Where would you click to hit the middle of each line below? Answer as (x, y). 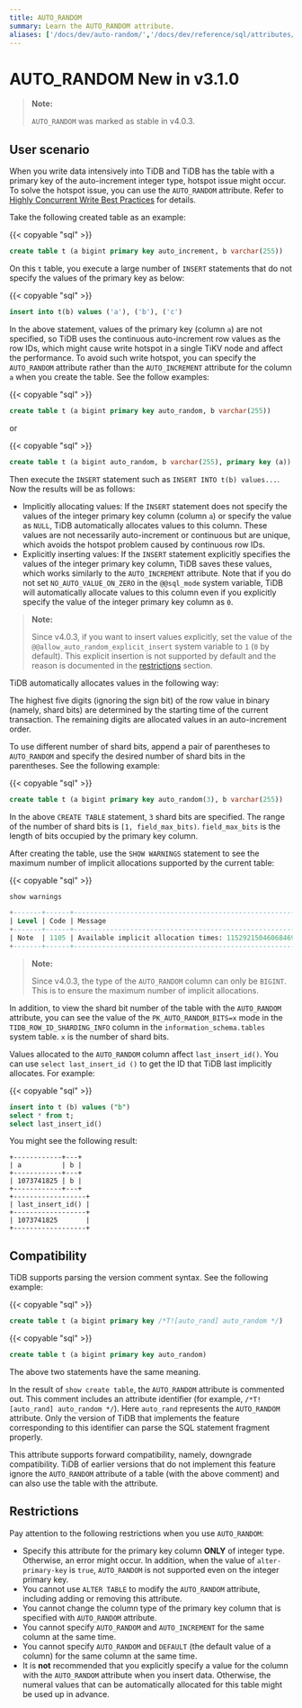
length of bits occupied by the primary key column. (104, 836)
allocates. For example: (53, 1073)
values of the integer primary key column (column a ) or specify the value (157, 516)
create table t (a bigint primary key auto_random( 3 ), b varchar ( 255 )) (146, 799)
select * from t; (42, 1115)
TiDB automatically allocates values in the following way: (114, 683)
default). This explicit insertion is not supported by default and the (154, 656)
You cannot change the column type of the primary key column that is (151, 1608)
